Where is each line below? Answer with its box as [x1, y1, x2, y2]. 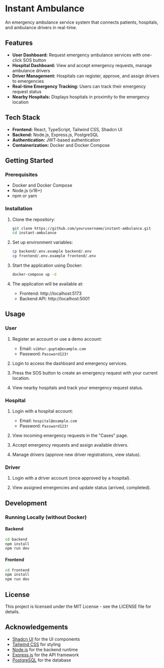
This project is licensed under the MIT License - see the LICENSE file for [5, 603, 151, 609]
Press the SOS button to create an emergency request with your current [12, 370, 158, 376]
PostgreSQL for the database [12, 657, 71, 663]
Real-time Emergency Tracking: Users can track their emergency [12, 83, 146, 89]
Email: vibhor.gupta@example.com [19, 346, 86, 352]
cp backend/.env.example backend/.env [12, 249, 92, 254]
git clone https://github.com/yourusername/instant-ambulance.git [12, 226, 151, 231]
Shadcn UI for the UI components [12, 636, 80, 642]
